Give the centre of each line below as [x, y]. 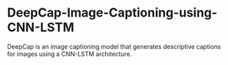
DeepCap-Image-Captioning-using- [112, 13]
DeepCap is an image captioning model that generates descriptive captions [114, 46]
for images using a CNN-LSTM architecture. [70, 54]
